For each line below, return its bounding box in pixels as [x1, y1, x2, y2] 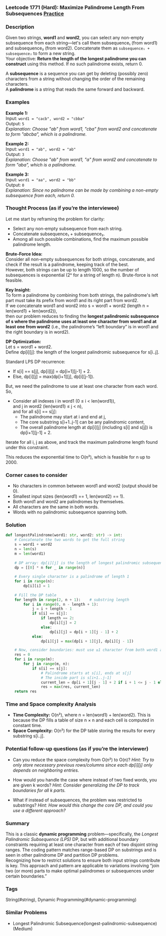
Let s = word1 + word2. [5, 344, 52, 350]
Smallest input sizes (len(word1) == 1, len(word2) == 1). [12, 493, 125, 499]
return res [14, 689, 37, 694]
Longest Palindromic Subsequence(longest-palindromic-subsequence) [12, 920, 157, 926]
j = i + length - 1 [32, 606, 72, 612]
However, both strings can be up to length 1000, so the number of [5, 266, 139, 272]
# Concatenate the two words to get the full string [14, 537, 125, 542]
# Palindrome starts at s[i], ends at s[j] [40, 671, 132, 676]
